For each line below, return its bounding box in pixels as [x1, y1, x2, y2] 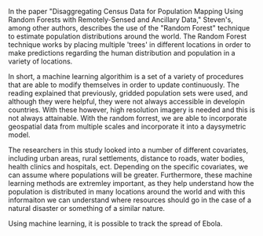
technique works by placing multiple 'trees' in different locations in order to [8, 40, 251, 49]
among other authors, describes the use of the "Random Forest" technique [8, 24, 250, 32]
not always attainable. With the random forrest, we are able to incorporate [8, 114, 247, 122]
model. [8, 130, 31, 140]
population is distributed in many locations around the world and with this [8, 187, 246, 196]
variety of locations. [8, 56, 73, 66]
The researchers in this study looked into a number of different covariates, [8, 145, 249, 154]
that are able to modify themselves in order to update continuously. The [8, 80, 239, 89]
